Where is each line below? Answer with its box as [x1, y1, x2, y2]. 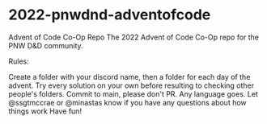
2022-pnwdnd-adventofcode [8, 6, 211, 24]
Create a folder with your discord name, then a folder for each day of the [8, 72, 251, 81]
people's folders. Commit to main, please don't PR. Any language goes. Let [8, 89, 259, 98]
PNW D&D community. [8, 40, 83, 50]
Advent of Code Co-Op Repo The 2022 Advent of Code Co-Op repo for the [8, 32, 260, 42]
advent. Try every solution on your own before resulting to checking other [8, 81, 255, 90]
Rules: [8, 56, 30, 66]
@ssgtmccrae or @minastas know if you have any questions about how [8, 97, 247, 107]
